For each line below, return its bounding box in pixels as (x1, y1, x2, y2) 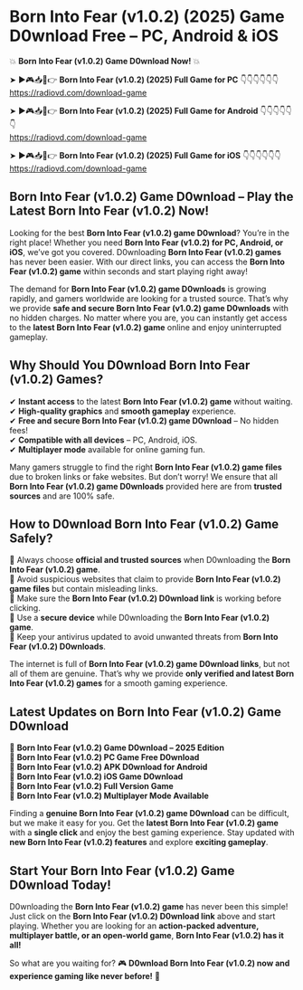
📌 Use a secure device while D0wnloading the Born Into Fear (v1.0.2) (9, 613, 270, 624)
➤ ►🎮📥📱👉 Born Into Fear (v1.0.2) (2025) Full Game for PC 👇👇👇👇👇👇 (9, 74, 279, 85)
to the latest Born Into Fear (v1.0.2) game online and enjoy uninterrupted (9, 321, 282, 332)
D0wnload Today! (9, 877, 111, 892)
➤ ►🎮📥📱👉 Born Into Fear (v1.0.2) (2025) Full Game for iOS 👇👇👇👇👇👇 (9, 149, 281, 160)
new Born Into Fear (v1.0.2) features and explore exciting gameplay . (9, 837, 269, 848)
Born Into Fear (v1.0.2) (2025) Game (9, 6, 285, 27)
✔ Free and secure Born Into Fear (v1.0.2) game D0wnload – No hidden (9, 414, 279, 426)
